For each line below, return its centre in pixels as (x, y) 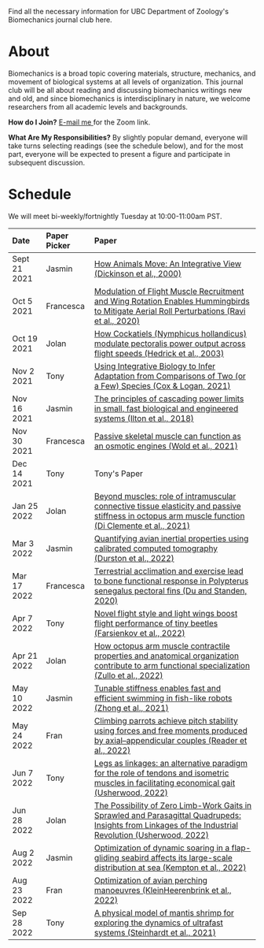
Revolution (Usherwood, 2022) (152, 835)
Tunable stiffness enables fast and (158, 688)
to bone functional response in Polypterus (171, 581)
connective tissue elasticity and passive (167, 506)
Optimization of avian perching (151, 880)
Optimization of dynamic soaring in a (162, 848)
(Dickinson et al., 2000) (138, 273)
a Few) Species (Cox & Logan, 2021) (162, 385)
